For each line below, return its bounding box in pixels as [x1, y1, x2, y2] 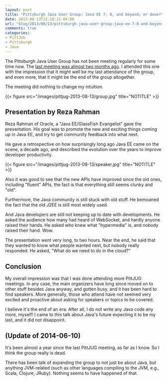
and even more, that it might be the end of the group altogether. [5, 74, 136, 80]
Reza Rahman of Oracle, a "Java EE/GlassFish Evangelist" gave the [5, 121, 142, 127]
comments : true [5, 26, 37, 31]
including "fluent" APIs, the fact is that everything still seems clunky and [5, 182, 153, 188]
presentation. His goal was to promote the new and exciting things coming [5, 126, 158, 132]
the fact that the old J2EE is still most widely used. [5, 202, 108, 208]
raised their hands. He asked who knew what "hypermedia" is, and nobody [5, 222, 159, 228]
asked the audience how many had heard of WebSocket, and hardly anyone [5, 217, 161, 223]
